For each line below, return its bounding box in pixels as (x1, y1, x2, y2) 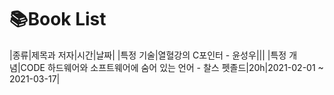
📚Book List (9, 8, 107, 31)
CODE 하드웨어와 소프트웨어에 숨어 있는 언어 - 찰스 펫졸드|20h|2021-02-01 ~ (20, 61, 324, 73)
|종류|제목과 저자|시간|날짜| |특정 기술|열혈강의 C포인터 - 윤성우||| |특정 (9, 49, 287, 61)
